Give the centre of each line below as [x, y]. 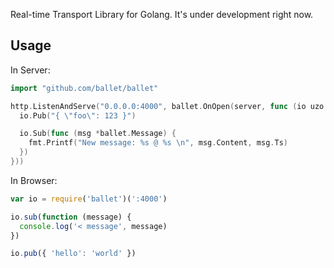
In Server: [30, 70]
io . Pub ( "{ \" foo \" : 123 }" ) [78, 115]
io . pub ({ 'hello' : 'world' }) [73, 254]
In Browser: [34, 180]
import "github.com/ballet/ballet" [84, 88]
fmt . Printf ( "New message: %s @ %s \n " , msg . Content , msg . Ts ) [158, 143]
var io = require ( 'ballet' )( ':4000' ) [89, 199]
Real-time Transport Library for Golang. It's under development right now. [162, 14]
